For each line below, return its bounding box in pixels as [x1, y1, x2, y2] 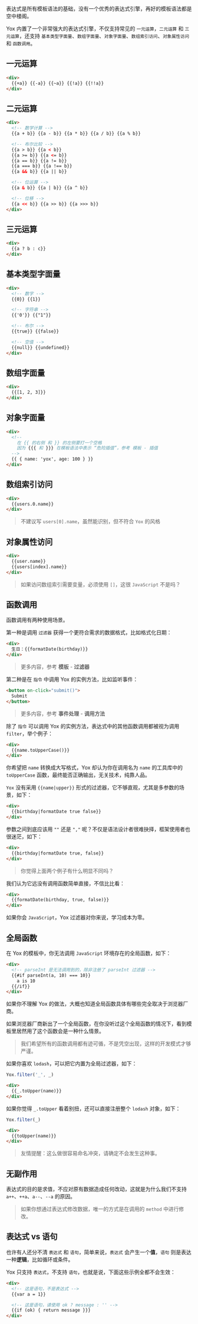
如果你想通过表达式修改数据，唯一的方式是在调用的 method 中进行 [20, 1205, 179, 1212]
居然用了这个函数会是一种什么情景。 [16, 1028, 104, 1035]
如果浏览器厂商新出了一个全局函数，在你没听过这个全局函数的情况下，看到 [6, 1020, 187, 1028]
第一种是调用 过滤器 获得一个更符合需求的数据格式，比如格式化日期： [6, 629, 172, 636]
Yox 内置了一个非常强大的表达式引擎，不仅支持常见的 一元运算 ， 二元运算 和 [6, 25, 184, 32]
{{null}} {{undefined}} [11, 344, 70, 350]
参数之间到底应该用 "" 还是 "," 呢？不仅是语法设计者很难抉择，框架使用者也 [6, 826, 190, 833]
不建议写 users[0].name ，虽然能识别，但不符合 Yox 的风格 [20, 518, 161, 525]
